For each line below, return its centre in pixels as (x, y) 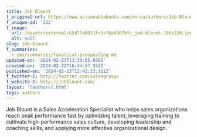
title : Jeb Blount (28, 11)
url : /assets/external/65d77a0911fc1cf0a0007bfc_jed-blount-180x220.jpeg (103, 33)
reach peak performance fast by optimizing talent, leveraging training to (93, 115)
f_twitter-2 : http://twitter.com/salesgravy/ (62, 76)
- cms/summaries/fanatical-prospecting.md (64, 55)
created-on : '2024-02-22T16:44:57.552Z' (56, 66)
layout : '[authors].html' (38, 87)
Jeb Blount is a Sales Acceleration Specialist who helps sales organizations (97, 109)
